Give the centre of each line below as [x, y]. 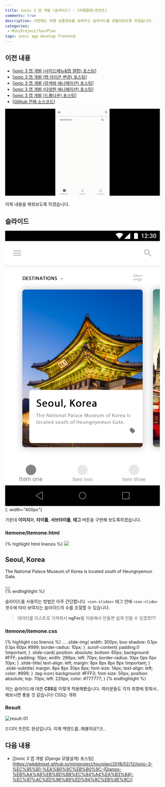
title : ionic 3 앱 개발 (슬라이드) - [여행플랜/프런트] [56, 10]
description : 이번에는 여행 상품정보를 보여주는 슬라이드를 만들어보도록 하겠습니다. [79, 21]
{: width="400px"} [24, 510]
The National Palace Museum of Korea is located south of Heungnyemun [79, 571]
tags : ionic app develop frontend [41, 36]
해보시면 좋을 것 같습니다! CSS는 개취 [41, 695]
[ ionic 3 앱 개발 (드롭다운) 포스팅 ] [44, 95]
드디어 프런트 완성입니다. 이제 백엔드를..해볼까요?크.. [55, 729]
